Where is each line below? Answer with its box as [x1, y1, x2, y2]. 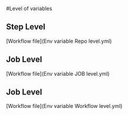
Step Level [6, 22, 46, 32]
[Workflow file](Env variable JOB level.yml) [6, 70, 110, 77]
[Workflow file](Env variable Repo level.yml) [6, 38, 112, 45]
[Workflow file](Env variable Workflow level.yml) [6, 103, 123, 110]
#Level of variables [6, 5, 53, 12]
